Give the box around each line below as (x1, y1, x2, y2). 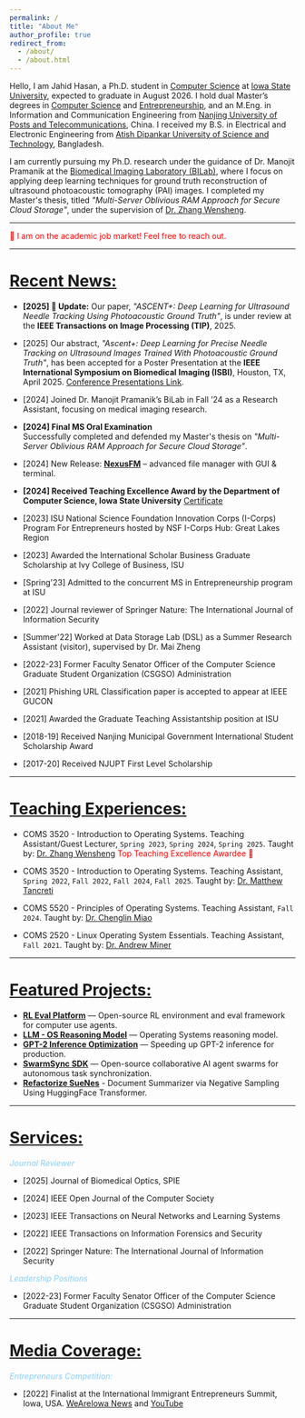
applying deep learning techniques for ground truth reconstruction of (9, 175, 268, 186)
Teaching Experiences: (9, 799, 187, 819)
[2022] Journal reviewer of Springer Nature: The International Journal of (22, 604, 293, 614)
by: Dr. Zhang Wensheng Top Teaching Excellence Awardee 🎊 (22, 847, 254, 859)
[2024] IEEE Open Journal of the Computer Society (22, 1193, 215, 1203)
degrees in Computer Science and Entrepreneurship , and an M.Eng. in (9, 100, 271, 110)
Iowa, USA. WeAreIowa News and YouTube (22, 1397, 184, 1409)
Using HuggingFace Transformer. (22, 1087, 148, 1098)
